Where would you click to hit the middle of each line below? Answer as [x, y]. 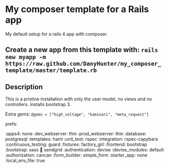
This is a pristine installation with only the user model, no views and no [79, 99]
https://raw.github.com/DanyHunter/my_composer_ [83, 64]
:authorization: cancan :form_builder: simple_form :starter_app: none [76, 155]
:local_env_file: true [25, 160]
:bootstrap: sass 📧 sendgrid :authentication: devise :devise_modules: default [84, 150]
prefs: [11, 124]
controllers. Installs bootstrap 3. [38, 104]
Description [24, 87]
